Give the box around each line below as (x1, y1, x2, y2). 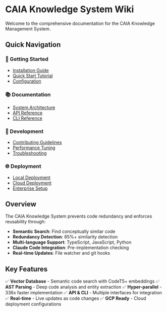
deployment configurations (5, 301, 62, 307)
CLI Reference (12, 115, 43, 121)
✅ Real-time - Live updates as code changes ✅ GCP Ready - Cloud (5, 295, 146, 301)
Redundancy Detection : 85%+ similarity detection (12, 234, 118, 240)
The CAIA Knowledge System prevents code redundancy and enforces (5, 213, 152, 219)
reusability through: (5, 219, 46, 225)
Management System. (5, 25, 51, 31)
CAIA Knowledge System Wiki (5, 4, 134, 15)
